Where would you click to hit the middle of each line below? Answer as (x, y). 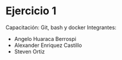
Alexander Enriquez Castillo (48, 45)
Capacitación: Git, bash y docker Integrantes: (61, 27)
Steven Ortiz (29, 51)
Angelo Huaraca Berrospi (45, 39)
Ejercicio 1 (31, 11)
